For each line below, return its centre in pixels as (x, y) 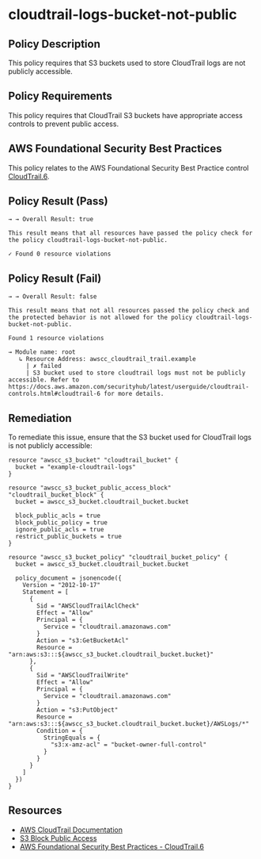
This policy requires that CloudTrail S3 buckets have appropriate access (125, 115)
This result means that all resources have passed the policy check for (130, 233)
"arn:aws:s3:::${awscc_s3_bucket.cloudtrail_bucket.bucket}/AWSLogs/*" (129, 724)
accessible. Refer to (44, 380)
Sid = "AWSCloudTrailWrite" (83, 676)
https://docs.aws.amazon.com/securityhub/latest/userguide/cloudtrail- (129, 387)
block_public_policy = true (62, 523)
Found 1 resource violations (56, 339)
